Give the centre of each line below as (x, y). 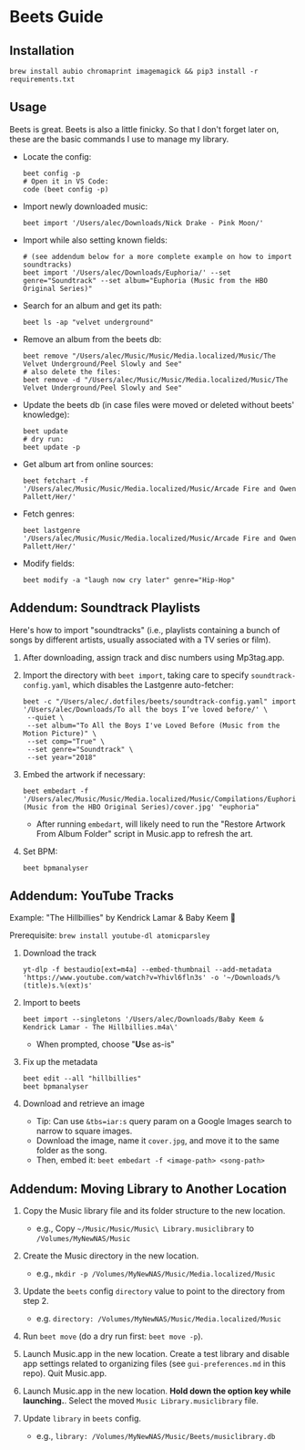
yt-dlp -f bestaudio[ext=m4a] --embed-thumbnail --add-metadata (147, 970)
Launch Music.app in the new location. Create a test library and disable (156, 1354)
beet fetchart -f (56, 481)
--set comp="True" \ (66, 741)
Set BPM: (40, 851)
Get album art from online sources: (88, 464)
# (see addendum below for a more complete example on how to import (158, 256)
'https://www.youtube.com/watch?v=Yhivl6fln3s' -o (121, 978)
